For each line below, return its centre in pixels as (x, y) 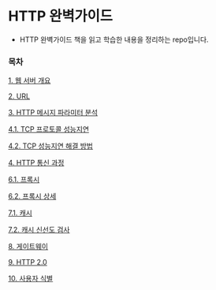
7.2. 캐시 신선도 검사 (39, 230)
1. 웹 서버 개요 (30, 80)
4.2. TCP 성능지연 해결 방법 (50, 146)
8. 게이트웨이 (28, 247)
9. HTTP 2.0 (28, 262)
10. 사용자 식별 (31, 279)
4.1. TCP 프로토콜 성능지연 (48, 129)
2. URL (19, 96)
